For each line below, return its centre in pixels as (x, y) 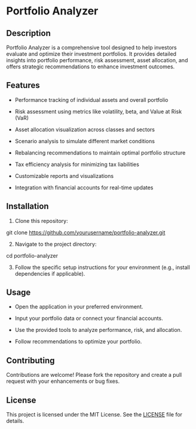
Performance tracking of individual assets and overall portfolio (91, 99)
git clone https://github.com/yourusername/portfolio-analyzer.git (86, 232)
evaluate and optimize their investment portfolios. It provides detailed (91, 54)
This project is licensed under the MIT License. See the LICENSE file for (94, 415)
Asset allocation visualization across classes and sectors (85, 129)
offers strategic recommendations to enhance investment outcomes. (91, 67)
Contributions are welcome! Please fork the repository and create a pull (94, 375)
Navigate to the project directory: (56, 244)
